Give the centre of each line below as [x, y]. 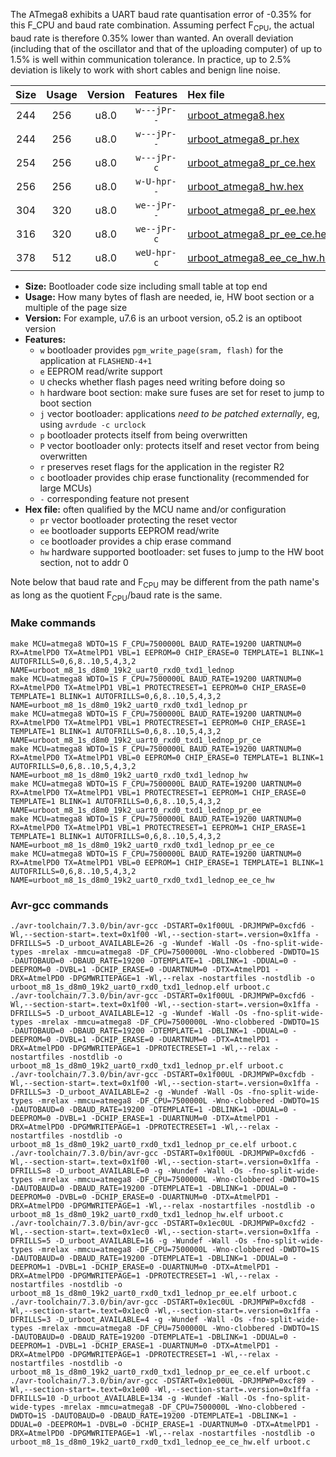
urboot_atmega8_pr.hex [243, 139]
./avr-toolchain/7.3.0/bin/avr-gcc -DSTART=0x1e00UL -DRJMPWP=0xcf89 [158, 1380]
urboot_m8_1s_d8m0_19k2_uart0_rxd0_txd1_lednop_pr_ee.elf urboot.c [154, 1293]
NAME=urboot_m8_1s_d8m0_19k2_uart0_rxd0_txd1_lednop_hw [129, 775]
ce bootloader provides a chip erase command [135, 541]
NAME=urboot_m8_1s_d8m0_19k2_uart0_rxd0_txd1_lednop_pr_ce [136, 740]
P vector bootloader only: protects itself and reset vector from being [179, 445]
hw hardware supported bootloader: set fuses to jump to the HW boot [182, 551]
